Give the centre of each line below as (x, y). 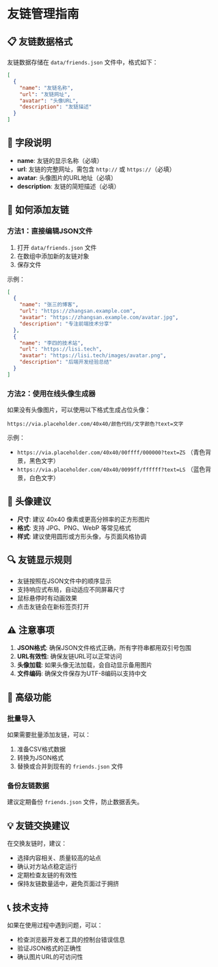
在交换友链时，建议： (37, 844)
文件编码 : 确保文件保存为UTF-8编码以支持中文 (82, 674)
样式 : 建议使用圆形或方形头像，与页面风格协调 (82, 536)
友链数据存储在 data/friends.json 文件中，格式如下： (83, 62)
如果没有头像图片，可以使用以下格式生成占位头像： (79, 410)
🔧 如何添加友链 (38, 210)
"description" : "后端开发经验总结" (66, 362)
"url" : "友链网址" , (45, 94)
